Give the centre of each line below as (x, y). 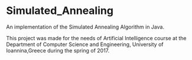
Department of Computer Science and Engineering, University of (85, 44)
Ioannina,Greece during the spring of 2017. (58, 50)
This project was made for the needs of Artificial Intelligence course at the (96, 38)
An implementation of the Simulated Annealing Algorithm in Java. (85, 27)
